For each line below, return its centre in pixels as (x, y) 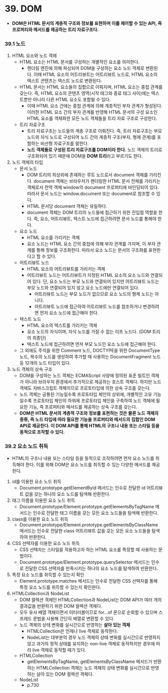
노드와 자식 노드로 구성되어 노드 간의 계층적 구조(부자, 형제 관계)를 (91, 137)
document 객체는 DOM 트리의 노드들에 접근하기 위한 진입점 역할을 (92, 213)
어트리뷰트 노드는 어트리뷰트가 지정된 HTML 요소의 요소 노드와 (88, 275)
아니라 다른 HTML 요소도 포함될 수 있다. (72, 100)
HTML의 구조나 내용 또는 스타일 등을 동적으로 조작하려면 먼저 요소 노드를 (83, 458)
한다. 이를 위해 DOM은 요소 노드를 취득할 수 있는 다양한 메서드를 (88, 464)
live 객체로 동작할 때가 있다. (59, 650)
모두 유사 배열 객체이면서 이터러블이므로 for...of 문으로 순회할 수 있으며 (88, 612)
